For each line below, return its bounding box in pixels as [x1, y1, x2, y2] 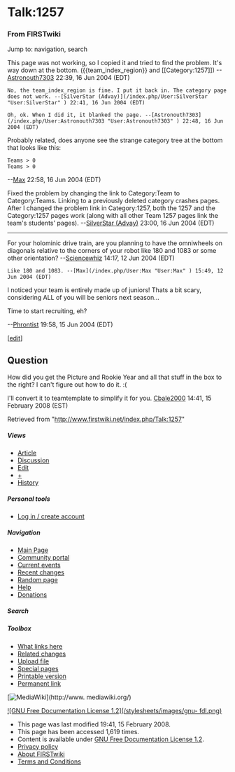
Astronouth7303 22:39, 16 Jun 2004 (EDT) [7, 74, 131, 82]
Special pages [17, 664, 59, 673]
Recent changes [17, 568, 65, 577]
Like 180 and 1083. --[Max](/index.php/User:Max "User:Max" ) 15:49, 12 [7, 268, 224, 275]
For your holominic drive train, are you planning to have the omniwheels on [7, 239, 222, 247]
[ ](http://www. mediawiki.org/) [7, 693, 131, 701]
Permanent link [17, 679, 62, 687]
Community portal [17, 553, 70, 562]
